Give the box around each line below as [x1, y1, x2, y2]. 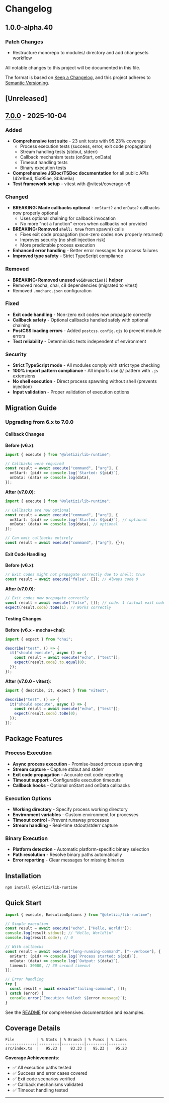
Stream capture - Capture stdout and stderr [12, 766, 104, 772]
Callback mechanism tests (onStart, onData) [20, 154, 112, 160]
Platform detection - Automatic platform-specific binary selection [12, 846, 149, 852]
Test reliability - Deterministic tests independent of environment [12, 338, 147, 344]
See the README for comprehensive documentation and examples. [5, 1009, 145, 1015]
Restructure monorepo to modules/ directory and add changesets [12, 49, 149, 55]
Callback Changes [5, 431, 44, 437]
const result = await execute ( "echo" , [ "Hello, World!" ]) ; [5, 926, 132, 931]
